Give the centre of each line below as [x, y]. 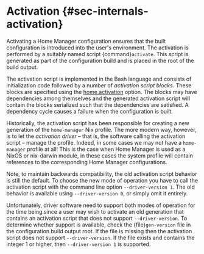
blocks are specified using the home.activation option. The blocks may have [102, 92]
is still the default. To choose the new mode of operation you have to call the [102, 180]
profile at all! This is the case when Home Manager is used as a [106, 149]
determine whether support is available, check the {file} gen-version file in [99, 225]
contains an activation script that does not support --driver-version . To [97, 218]
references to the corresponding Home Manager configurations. [87, 162]
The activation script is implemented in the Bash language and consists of [99, 79]
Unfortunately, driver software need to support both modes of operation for [101, 205]
